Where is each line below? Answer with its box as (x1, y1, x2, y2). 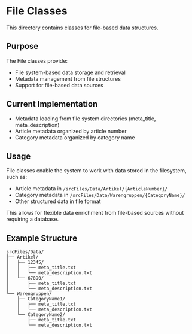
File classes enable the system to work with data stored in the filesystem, (6, 167, 187, 174)
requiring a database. (6, 215, 59, 223)
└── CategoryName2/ (17, 312, 66, 318)
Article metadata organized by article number (14, 127, 127, 135)
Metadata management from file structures (14, 75, 121, 82)
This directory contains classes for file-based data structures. (6, 24, 159, 31)
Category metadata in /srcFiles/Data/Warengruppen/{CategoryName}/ (14, 192, 185, 199)
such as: (6, 174, 28, 181)
